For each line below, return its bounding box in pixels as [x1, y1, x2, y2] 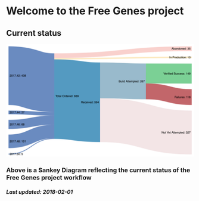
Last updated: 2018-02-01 [6, 188, 73, 195]
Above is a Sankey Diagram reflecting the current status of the [6, 166, 191, 174]
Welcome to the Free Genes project [6, 4, 184, 18]
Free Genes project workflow [6, 174, 92, 182]
